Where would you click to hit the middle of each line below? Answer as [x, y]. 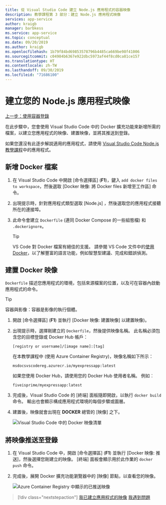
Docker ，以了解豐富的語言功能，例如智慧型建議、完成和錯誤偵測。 [81, 252]
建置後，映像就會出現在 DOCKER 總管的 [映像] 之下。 [67, 412]
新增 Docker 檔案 [31, 167]
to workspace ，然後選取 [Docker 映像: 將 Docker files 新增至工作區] [81, 186]
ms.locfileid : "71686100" [32, 75]
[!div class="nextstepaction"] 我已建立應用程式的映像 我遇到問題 [84, 497]
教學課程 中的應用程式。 [29, 149]
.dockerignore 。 [29, 226]
